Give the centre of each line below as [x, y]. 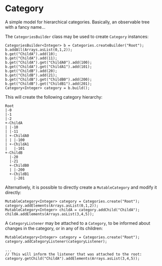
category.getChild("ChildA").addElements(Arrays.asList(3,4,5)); [72, 258]
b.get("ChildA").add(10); [31, 54]
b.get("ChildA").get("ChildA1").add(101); [49, 67]
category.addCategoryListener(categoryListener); [56, 241]
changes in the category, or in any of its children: [54, 228]
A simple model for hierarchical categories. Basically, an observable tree [77, 22]
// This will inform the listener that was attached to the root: [73, 254]
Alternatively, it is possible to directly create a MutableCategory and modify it [81, 187]
